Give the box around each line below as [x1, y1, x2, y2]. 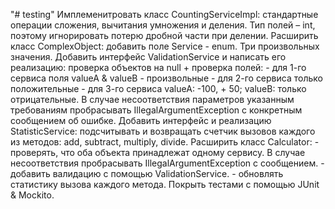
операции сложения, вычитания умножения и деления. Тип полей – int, [10, 19, 316, 31]
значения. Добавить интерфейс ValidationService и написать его [10, 51, 287, 63]
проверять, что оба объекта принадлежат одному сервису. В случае [10, 147, 306, 158]
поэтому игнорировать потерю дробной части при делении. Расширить [10, 30, 319, 41]
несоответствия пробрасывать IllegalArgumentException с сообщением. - [10, 157, 325, 169]
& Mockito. [10, 189, 55, 201]
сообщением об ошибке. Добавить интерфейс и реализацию [10, 115, 272, 126]
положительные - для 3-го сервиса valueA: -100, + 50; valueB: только [10, 83, 307, 94]
